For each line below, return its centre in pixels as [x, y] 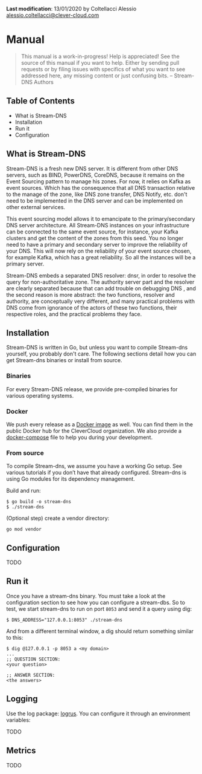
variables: [18, 720]
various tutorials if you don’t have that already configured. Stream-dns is [96, 473]
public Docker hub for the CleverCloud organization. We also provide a [94, 431]
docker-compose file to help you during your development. [79, 437]
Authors [44, 82]
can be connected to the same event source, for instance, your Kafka [92, 232]
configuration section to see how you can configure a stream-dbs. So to [96, 602]
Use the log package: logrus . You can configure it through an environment [98, 714]
